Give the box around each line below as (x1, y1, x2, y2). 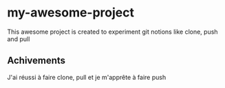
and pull (7, 34, 30, 43)
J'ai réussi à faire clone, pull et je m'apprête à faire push (7, 73, 167, 81)
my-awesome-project (7, 5, 134, 21)
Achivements (7, 55, 66, 67)
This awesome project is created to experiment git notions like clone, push (7, 27, 218, 36)
